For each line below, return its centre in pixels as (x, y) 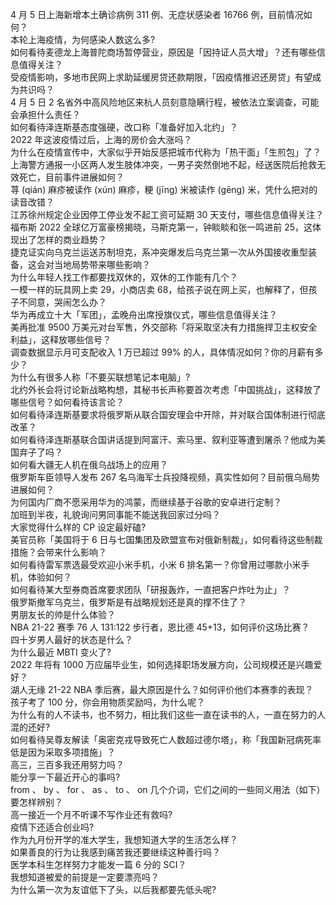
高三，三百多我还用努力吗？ (67, 764)
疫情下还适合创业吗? (52, 827)
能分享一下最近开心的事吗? (65, 777)
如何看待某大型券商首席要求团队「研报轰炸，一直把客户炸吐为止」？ (150, 589)
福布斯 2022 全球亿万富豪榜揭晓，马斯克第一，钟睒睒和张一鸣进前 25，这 (161, 227)
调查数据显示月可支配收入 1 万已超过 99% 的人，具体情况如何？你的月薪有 (162, 352)
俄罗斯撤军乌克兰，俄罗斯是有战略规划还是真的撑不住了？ (128, 602)
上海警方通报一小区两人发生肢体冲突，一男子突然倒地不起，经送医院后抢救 (163, 164)
